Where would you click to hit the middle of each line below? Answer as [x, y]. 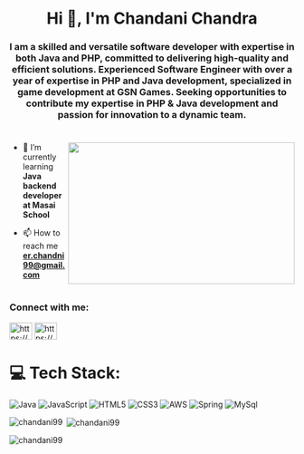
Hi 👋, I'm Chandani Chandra [152, 19]
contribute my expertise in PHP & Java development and [152, 103]
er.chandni [43, 256]
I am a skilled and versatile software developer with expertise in [152, 47]
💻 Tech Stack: [65, 373]
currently [39, 157]
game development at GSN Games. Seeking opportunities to [152, 92]
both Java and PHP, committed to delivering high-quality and [152, 58]
